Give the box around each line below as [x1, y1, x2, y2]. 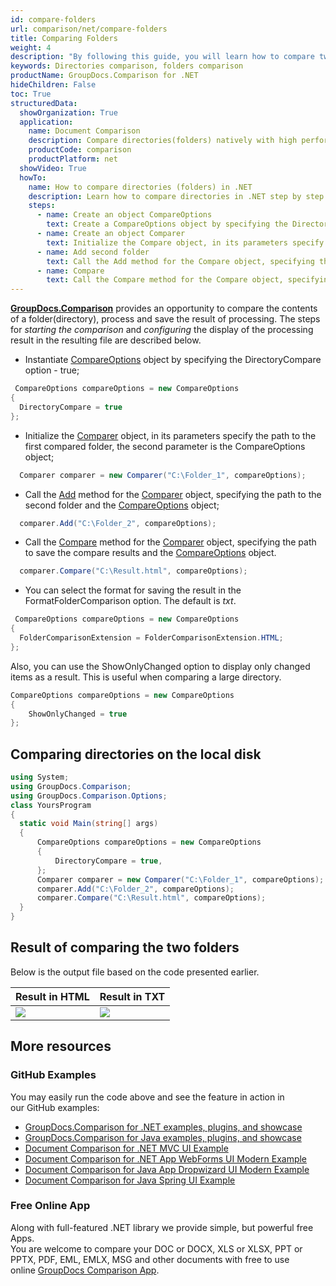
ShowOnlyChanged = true [28, 709, 128, 719]
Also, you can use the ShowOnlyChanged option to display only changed [10, 660, 311, 672]
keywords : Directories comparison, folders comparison [10, 61, 244, 71]
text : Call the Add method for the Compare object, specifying [46, 256, 315, 266]
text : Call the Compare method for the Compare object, [46, 275, 284, 285]
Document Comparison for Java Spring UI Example [24, 1174, 236, 1186]
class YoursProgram [10, 800, 92, 810]
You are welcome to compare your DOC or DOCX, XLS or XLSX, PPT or [10, 1242, 303, 1255]
